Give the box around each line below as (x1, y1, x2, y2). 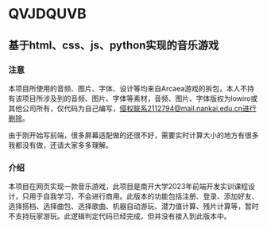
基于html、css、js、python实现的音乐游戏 (8, 38, 219, 52)
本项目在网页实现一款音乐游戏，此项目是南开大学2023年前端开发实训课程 (8, 182, 249, 191)
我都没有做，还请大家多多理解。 (8, 140, 113, 149)
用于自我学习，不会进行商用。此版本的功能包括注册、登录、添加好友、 (29, 191, 259, 201)
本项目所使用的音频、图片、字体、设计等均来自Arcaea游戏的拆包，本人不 (8, 83, 248, 93)
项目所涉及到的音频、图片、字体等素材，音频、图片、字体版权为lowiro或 (21, 93, 258, 103)
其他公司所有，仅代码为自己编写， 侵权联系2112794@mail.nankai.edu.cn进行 (8, 103, 257, 113)
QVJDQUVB (8, 5, 87, 23)
